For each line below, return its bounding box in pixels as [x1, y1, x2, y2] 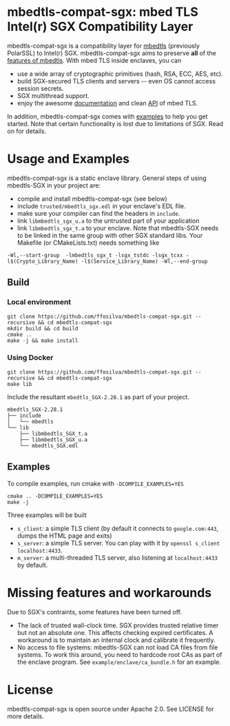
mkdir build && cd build [7, 325, 79, 332]
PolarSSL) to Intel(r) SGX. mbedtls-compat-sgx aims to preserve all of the [7, 49, 217, 57]
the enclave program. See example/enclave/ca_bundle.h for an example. [17, 658, 222, 666]
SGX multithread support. [17, 91, 90, 100]
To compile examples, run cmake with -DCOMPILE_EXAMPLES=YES [7, 479, 184, 487]
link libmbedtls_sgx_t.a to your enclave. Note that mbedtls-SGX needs [17, 223, 219, 232]
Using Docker [7, 353, 54, 363]
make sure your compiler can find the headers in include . [17, 209, 180, 217]
